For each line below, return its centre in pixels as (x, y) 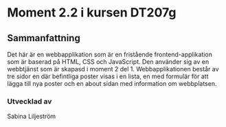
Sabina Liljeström (32, 116)
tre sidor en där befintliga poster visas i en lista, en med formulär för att (108, 76)
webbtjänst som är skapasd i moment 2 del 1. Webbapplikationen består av (113, 69)
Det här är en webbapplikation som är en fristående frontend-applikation (110, 54)
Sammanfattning (44, 38)
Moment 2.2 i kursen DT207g (92, 13)
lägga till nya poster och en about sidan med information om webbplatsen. (112, 83)
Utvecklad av (30, 101)
